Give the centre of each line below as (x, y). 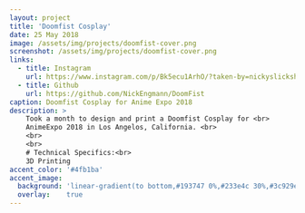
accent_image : (36, 178)
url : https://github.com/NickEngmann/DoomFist (115, 93)
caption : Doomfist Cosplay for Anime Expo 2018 (101, 102)
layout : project (40, 18)
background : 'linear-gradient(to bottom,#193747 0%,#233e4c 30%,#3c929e (158, 187)
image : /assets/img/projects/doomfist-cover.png (103, 43)
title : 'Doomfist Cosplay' (60, 26)
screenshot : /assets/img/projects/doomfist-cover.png (113, 52)
